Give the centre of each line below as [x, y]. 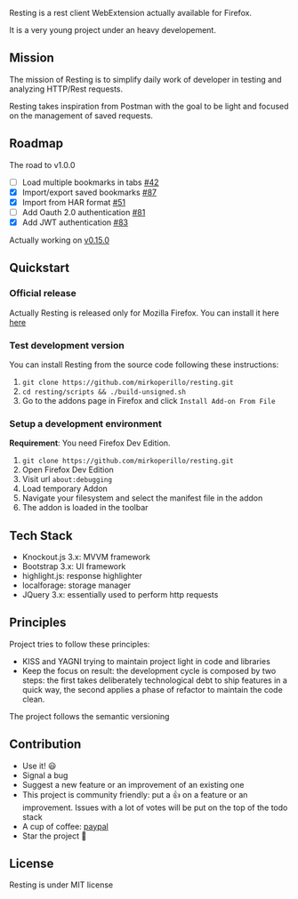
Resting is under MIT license [61, 885]
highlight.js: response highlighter [82, 576]
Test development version [67, 345]
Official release [43, 293]
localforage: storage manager [77, 585]
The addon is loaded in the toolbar [85, 508]
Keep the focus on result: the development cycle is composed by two [149, 670]
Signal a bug [45, 775]
